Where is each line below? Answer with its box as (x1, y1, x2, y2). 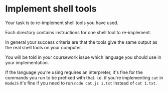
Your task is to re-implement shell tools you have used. (5, 20, 119, 26)
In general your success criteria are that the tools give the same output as (5, 39, 157, 45)
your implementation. (5, 59, 49, 65)
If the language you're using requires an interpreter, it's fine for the (5, 69, 143, 75)
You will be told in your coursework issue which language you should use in (5, 54, 161, 60)
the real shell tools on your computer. (5, 44, 82, 50)
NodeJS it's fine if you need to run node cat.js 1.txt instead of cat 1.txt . (5, 80, 157, 86)
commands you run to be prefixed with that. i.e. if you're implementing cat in (5, 74, 163, 80)
